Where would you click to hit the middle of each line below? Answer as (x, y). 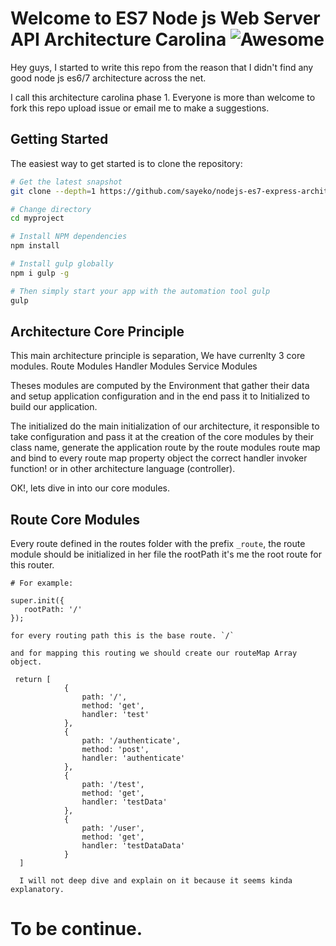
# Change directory (51, 209)
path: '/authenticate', (131, 741)
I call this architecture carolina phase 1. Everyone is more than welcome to (163, 97)
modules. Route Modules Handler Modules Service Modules (134, 366)
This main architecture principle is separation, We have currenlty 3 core (158, 356)
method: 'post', (115, 750)
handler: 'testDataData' (133, 846)
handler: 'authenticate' (133, 758)
